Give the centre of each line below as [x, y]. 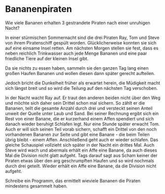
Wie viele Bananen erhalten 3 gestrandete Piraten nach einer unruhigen [78, 23]
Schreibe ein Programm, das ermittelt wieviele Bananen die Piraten [73, 181]
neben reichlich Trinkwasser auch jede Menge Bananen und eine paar [76, 53]
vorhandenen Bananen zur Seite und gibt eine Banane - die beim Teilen [78, 134]
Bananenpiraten [39, 9]
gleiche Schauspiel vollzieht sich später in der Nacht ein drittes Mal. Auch [80, 145]
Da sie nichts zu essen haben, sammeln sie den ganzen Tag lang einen [77, 68]
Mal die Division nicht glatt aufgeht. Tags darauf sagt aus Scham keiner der [81, 155]
